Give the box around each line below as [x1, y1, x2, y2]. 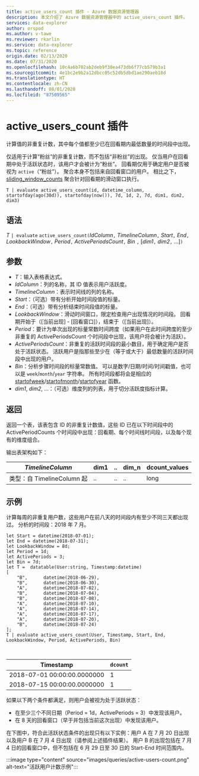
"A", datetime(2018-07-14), [17, 606, 100, 612]
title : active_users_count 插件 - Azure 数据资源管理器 [6, 8, 140, 15]
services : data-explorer [6, 20, 68, 26]
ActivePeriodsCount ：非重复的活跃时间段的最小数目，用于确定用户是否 [14, 340, 189, 347]
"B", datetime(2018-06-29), [17, 575, 100, 581]
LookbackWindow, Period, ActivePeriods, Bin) [6, 637, 121, 643]
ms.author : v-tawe [6, 31, 52, 37]
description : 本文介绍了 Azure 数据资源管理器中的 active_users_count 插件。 [6, 14, 188, 20]
